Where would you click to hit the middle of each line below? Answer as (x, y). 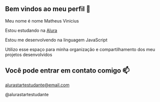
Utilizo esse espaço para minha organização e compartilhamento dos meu (80, 49)
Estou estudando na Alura (31, 30)
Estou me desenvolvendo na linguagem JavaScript (56, 40)
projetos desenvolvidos (29, 54)
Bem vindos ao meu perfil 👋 (48, 9)
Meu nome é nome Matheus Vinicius (42, 21)
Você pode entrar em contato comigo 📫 (67, 71)
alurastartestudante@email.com (37, 85)
